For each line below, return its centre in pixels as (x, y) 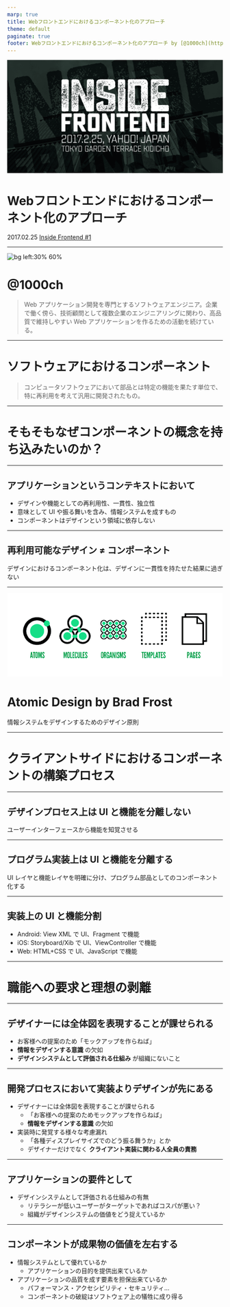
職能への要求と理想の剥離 (79, 988)
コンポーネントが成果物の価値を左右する (92, 1244)
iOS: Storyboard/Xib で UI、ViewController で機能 (87, 942)
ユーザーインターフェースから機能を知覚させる (73, 829)
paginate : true (29, 36)
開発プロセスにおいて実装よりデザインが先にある (110, 1089)
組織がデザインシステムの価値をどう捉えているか (96, 1214)
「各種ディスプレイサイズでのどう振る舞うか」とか (99, 1140)
